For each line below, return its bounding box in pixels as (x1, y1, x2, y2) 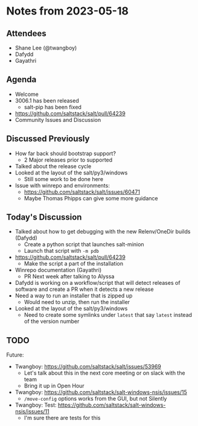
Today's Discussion (6, 212, 82, 223)
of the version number (24, 318, 80, 325)
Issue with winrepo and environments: (14, 182, 110, 189)
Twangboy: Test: (14, 401, 57, 409)
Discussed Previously (6, 134, 90, 144)
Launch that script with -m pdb (24, 247, 100, 255)
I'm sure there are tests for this (24, 415, 101, 422)
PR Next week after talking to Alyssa (24, 273, 115, 280)
